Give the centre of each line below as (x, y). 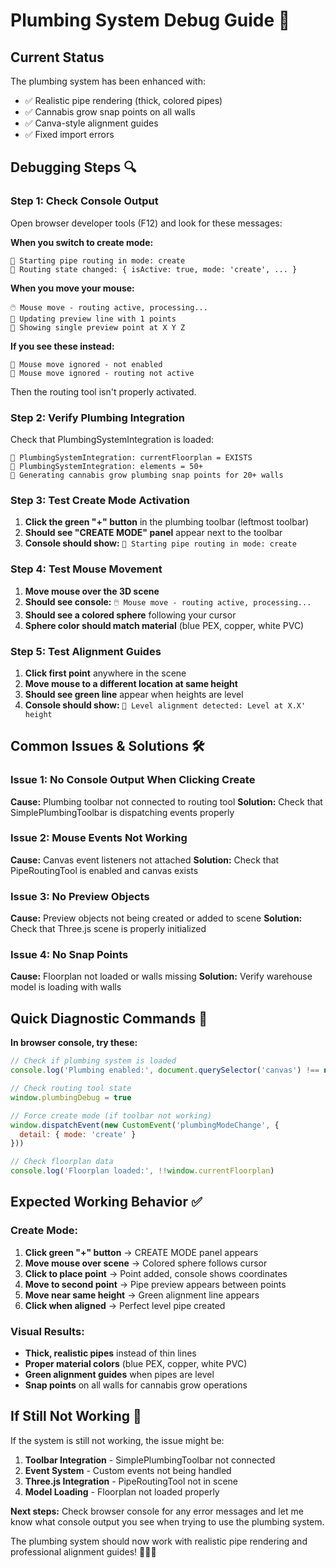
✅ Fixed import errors (69, 134)
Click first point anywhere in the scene (105, 673)
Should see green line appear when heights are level (134, 694)
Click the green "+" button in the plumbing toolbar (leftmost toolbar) (167, 522)
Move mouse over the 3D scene (92, 591)
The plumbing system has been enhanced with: (108, 81)
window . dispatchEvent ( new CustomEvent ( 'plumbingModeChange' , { (145, 1125)
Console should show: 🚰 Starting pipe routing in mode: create (160, 543)
